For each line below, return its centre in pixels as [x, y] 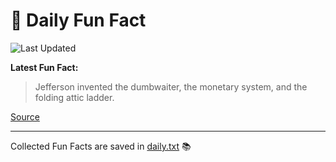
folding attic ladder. [74, 97]
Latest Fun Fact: [44, 67]
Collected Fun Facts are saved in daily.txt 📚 [101, 146]
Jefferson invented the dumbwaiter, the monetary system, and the [171, 86]
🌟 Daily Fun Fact [78, 20]
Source [25, 116]
